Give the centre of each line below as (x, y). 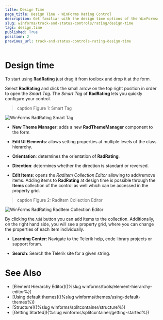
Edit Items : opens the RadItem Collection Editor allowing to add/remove (83, 175)
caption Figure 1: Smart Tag (44, 108)
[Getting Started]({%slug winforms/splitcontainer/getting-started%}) (81, 312)
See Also (23, 273)
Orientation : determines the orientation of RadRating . (66, 156)
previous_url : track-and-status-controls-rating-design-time (68, 41)
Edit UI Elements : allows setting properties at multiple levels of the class (84, 141)
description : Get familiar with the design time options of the (71, 19)
